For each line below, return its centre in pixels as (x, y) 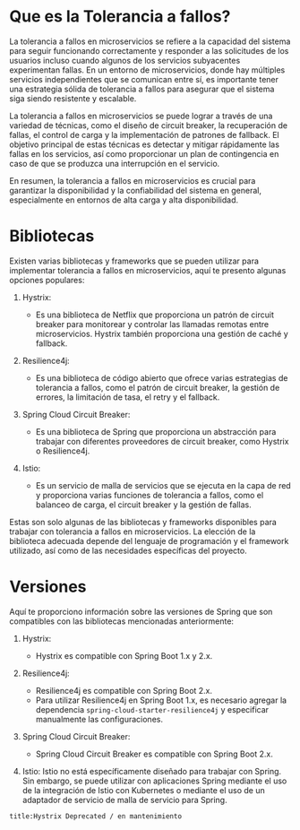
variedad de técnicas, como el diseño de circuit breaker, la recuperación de (149, 125)
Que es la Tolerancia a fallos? (120, 17)
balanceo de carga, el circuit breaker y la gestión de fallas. (144, 505)
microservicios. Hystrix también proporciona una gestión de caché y (162, 333)
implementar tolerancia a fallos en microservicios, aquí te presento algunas (148, 270)
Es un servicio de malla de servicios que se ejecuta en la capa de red (163, 485)
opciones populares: (47, 280)
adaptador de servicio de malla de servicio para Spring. (124, 800)
